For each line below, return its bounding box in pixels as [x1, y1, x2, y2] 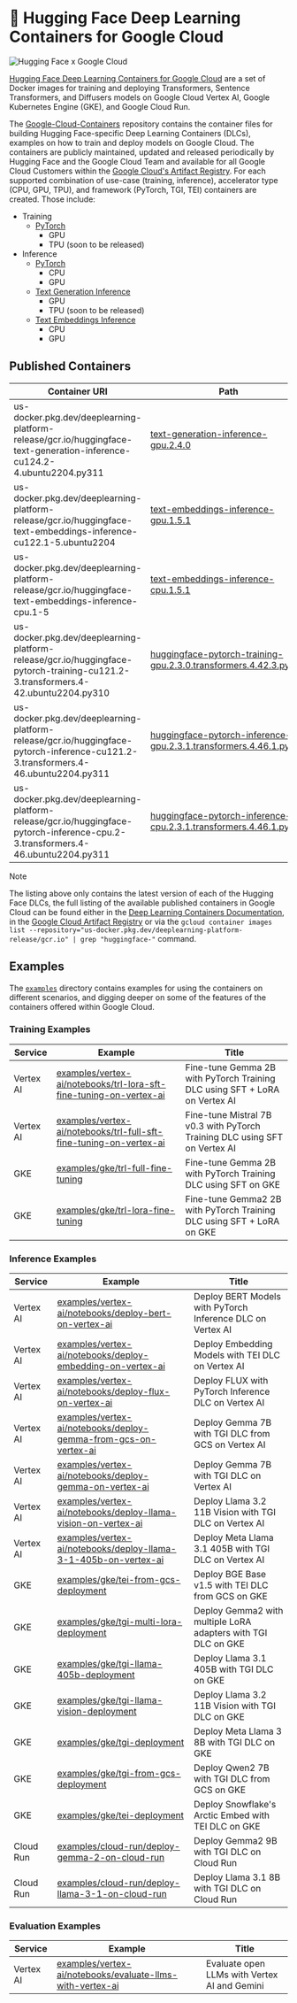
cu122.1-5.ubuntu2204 [13, 535, 116, 548]
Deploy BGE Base [194, 1568, 267, 1581]
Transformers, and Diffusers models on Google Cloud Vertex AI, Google [9, 92, 270, 103]
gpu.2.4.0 [149, 438, 192, 451]
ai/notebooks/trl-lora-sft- [56, 1077, 166, 1090]
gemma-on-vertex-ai [57, 1481, 150, 1493]
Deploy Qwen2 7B [194, 1761, 270, 1774]
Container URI [47, 385, 108, 397]
